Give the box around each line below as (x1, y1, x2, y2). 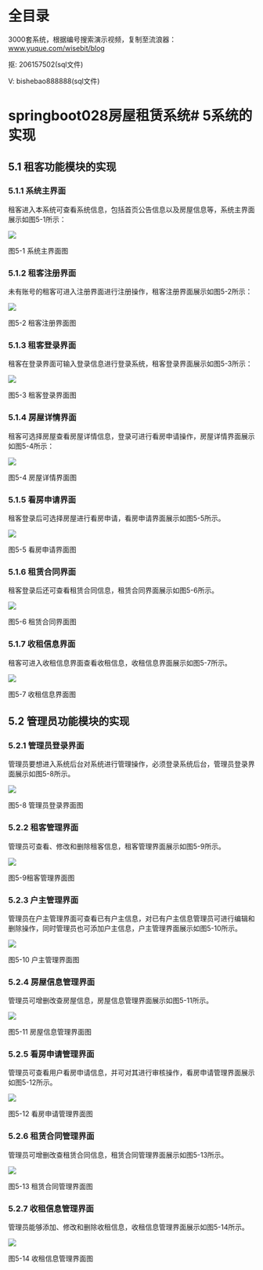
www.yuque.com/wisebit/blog (8, 43, 106, 53)
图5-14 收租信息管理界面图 (8, 1254, 94, 1264)
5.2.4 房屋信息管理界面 (8, 976, 95, 987)
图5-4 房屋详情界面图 (8, 473, 77, 482)
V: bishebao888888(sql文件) (8, 76, 100, 86)
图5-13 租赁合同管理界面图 (8, 1181, 94, 1191)
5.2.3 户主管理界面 (8, 894, 79, 905)
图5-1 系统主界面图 (8, 246, 69, 255)
